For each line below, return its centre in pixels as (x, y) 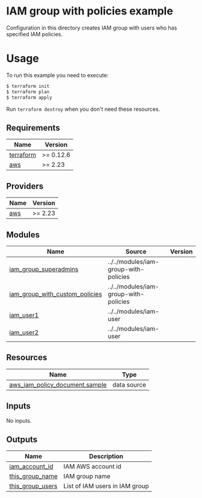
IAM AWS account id (92, 467)
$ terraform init (28, 86)
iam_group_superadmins (44, 269)
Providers (25, 186)
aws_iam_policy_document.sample (58, 385)
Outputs (22, 439)
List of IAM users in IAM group (106, 486)
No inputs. (19, 420)
